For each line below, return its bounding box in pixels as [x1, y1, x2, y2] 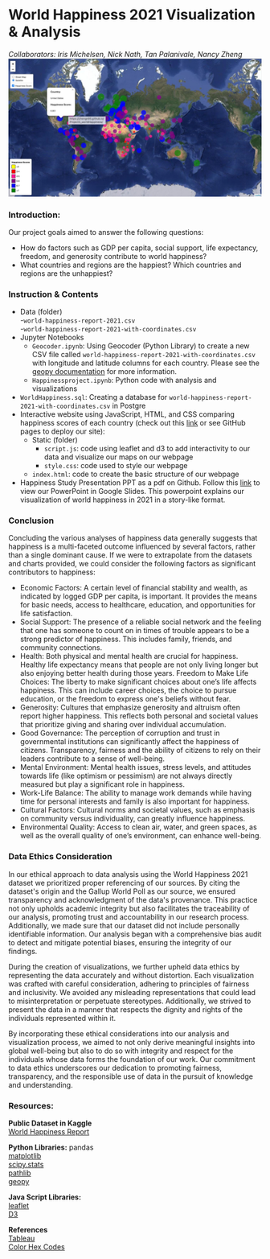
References [8, 1225, 48, 1235]
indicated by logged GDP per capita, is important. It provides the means [19, 591, 257, 601]
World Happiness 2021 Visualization [8, 6, 256, 24]
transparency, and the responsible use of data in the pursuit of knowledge [8, 1072, 253, 1081]
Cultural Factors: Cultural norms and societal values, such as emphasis [19, 805, 256, 815]
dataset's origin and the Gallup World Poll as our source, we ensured [8, 887, 235, 896]
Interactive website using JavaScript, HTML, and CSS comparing [19, 409, 235, 419]
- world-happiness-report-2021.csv [19, 315, 136, 325]
